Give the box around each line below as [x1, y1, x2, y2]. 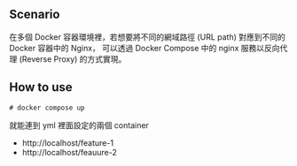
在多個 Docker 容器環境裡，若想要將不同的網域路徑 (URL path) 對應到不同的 [9, 31, 285, 42]
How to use [9, 79, 73, 95]
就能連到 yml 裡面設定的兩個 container [9, 119, 149, 131]
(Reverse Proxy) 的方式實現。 [19, 53, 127, 64]
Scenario [9, 7, 60, 22]
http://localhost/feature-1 [21, 137, 113, 148]
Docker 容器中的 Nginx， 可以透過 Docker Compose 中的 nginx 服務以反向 [9, 42, 281, 53]
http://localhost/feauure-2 [21, 147, 117, 157]
